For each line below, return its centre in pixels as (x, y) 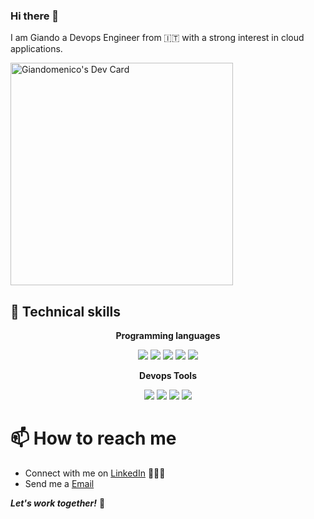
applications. (36, 49)
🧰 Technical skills (66, 311)
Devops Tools (168, 376)
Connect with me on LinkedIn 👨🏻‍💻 (95, 473)
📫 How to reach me (93, 438)
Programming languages (168, 336)
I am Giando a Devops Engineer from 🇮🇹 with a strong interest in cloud (157, 38)
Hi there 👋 (35, 16)
